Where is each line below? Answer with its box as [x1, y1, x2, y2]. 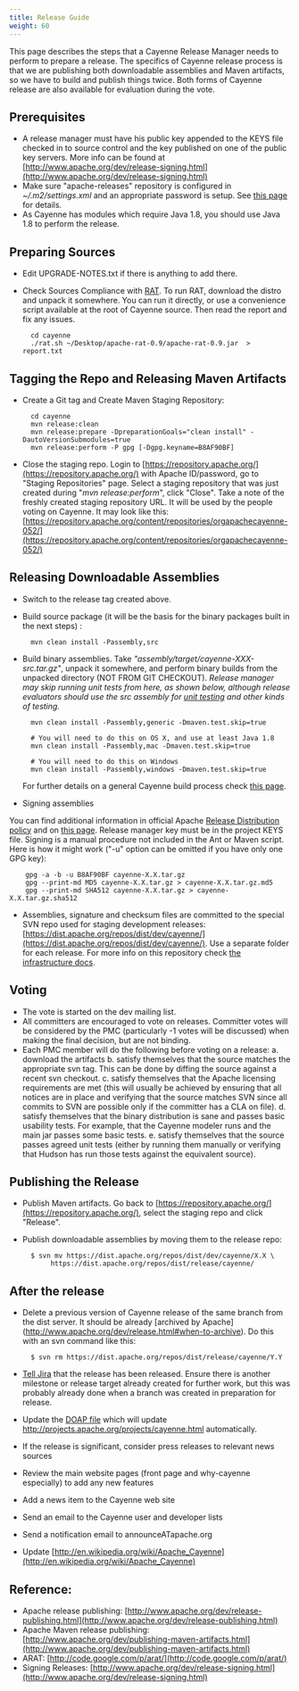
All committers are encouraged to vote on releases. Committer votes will [21, 1015, 288, 1026]
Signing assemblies [21, 798, 95, 808]
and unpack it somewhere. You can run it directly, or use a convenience [21, 295, 287, 306]
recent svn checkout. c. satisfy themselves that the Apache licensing [21, 1073, 277, 1083]
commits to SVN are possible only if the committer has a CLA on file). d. [21, 1101, 287, 1112]
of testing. [21, 700, 61, 711]
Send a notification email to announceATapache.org [21, 1529, 212, 1540]
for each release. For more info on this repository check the [21, 947, 242, 957]
